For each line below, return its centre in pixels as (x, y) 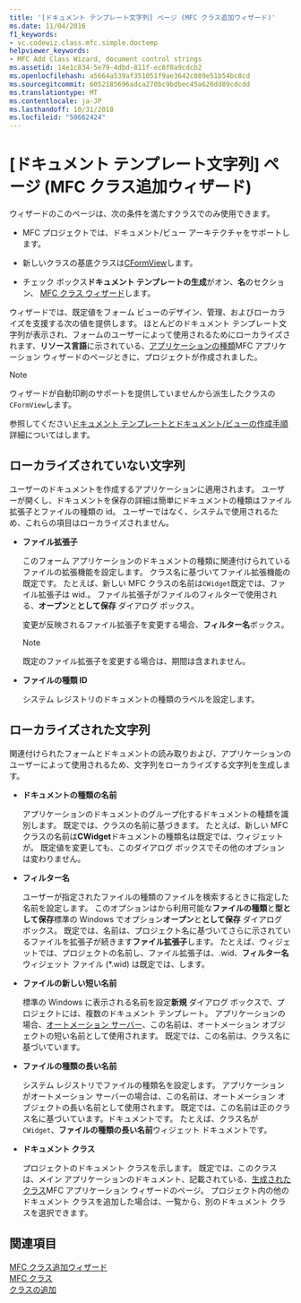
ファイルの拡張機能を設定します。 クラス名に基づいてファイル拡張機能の (156, 572)
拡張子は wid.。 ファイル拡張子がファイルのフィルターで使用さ (154, 594)
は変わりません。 (54, 859)
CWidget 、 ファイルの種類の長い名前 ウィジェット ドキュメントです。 (147, 1129)
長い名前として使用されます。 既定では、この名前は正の (172, 1107)
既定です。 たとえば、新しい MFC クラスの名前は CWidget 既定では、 (146, 582)
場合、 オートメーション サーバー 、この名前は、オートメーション (141, 1024)
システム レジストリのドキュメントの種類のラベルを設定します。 (141, 699)
